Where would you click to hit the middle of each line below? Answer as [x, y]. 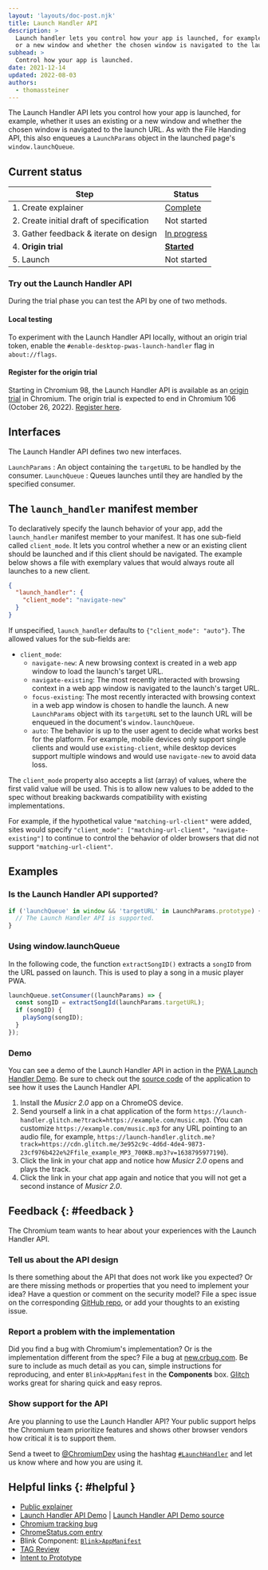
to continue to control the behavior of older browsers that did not [152, 838]
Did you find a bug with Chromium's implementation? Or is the [110, 1349]
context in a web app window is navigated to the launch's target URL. [146, 688]
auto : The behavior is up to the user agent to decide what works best [145, 730]
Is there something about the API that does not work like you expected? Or [130, 1277]
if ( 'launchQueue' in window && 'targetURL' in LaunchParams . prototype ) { [135, 911]
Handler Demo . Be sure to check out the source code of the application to [130, 1079]
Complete [183, 208]
